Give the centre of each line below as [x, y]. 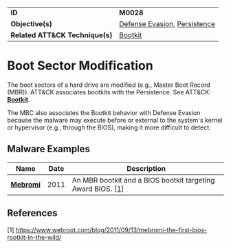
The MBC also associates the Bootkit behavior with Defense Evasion [104, 112]
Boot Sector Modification [80, 66]
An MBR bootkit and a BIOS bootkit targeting [143, 180]
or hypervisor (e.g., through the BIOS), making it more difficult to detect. [109, 127]
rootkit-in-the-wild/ [34, 237]
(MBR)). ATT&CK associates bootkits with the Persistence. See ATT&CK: [109, 92]
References [32, 213]
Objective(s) [32, 24]
